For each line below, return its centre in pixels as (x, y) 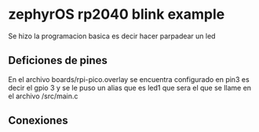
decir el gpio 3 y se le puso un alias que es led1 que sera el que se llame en (130, 87)
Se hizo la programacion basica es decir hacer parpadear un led (112, 36)
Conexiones (38, 121)
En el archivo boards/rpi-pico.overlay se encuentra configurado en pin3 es (129, 79)
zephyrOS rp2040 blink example (117, 14)
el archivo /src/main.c (43, 96)
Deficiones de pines (58, 61)
